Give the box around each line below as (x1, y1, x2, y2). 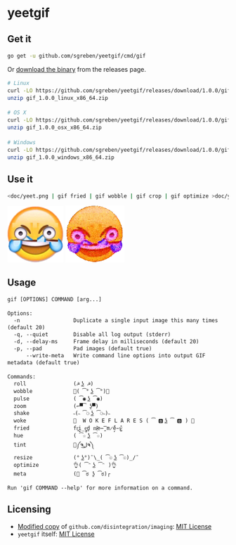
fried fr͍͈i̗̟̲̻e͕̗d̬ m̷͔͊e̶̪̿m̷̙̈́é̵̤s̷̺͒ (13, 425, 122, 432)
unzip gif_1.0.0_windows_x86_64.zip (7, 153, 114, 161)
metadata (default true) (7, 359, 80, 366)
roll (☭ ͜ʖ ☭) (13, 380, 94, 387)
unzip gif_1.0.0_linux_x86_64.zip (7, 94, 109, 101)
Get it (7, 33, 32, 45)
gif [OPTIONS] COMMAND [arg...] (7, 296, 102, 303)
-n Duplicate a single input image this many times (13, 317, 218, 324)
